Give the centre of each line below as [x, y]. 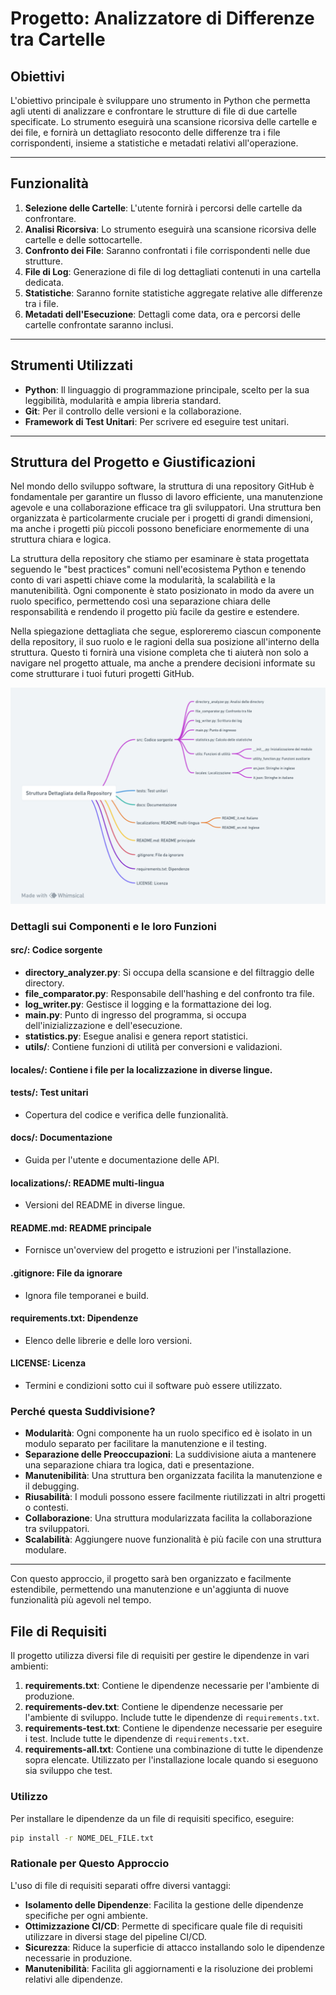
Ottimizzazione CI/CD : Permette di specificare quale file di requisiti [163, 1926]
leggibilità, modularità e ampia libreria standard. [123, 400]
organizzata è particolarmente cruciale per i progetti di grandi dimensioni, [161, 518]
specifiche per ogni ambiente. [86, 1915]
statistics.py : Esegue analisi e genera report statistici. [136, 1036]
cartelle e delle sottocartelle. [83, 239]
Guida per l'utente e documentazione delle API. [122, 1160]
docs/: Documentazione [61, 1138]
